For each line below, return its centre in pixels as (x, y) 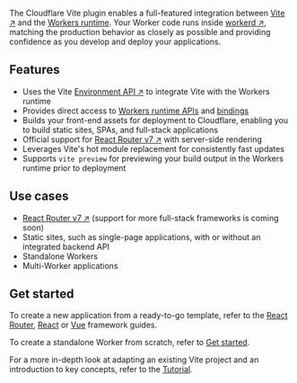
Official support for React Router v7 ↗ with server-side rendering (142, 139)
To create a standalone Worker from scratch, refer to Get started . (130, 343)
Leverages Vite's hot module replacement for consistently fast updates (153, 148)
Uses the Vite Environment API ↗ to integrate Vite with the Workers (146, 91)
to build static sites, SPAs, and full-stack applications (120, 129)
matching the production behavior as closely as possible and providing (140, 32)
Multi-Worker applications (70, 265)
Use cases (39, 196)
